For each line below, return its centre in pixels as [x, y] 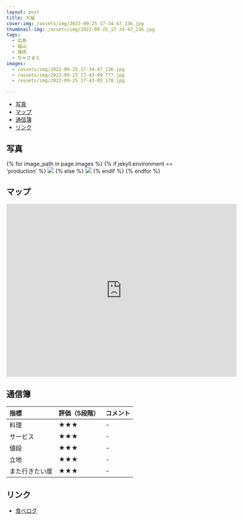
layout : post [23, 12]
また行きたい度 [31, 471]
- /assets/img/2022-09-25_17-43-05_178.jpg [68, 81]
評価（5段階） [79, 413]
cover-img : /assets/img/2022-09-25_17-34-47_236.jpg [75, 23]
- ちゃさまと [26, 58]
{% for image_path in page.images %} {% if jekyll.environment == [90, 163]
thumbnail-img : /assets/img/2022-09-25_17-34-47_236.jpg [81, 29]
